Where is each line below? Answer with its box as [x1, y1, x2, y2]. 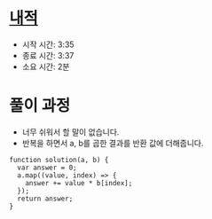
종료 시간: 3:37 [21, 50, 75, 60]
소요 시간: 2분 [21, 61, 70, 72]
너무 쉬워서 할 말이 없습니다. [21, 126, 120, 137]
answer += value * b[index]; [25, 178, 133, 187]
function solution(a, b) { [9, 155, 109, 164]
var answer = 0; [17, 163, 77, 172]
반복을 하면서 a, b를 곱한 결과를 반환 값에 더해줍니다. [21, 137, 204, 148]
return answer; [17, 194, 74, 203]
